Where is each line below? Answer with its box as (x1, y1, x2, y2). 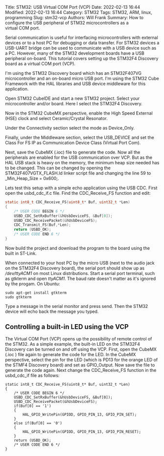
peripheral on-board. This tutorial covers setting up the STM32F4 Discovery (5, 56, 159, 61)
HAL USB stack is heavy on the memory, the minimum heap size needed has (5, 160, 160, 165)
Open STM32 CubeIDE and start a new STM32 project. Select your (5, 95, 140, 101)
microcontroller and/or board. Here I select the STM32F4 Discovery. (5, 101, 143, 106)
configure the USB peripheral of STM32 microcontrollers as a (5, 20, 129, 26)
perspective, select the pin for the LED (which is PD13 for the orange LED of (5, 357, 158, 363)
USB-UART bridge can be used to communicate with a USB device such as (5, 45, 157, 51)
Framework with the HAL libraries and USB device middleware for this (5, 81, 146, 87)
